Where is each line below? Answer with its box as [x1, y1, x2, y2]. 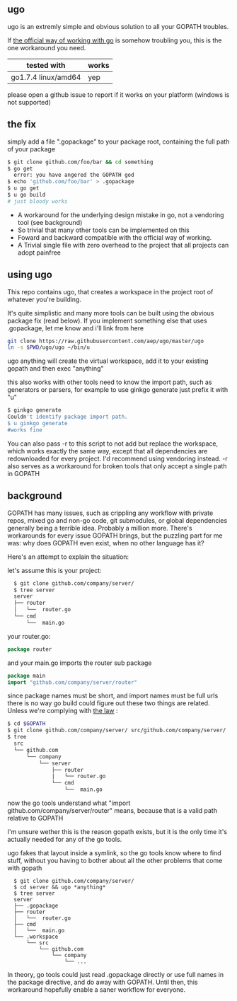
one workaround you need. [7, 43, 86, 52]
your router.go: [7, 632, 51, 640]
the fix [7, 118, 37, 131]
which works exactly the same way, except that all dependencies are [7, 446, 208, 455]
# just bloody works [7, 197, 69, 205]
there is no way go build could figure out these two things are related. [7, 699, 210, 707]
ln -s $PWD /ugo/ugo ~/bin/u [7, 344, 91, 351]
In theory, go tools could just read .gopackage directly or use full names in [7, 971, 224, 978]
